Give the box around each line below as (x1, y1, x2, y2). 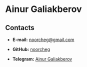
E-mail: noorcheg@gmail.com (12, 36, 74, 42)
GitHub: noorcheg (12, 46, 50, 52)
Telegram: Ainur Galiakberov (12, 56, 72, 62)
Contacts (5, 23, 35, 32)
